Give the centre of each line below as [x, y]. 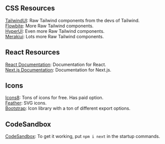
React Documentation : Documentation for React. [56, 64]
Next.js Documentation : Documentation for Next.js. [58, 69]
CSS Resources [30, 8]
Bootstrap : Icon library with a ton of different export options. [68, 108]
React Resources [32, 52]
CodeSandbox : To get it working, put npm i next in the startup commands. [83, 136]
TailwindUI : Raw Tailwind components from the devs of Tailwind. [73, 20]
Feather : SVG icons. [26, 103]
